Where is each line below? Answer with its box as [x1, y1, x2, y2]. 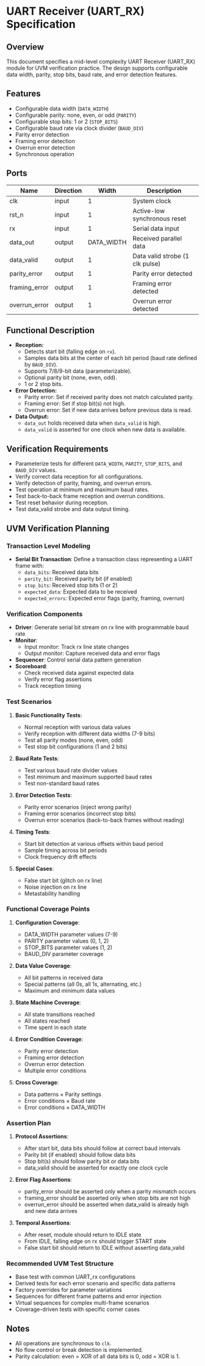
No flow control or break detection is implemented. [15, 1346, 143, 1354]
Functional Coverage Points [6, 905, 90, 913]
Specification [6, 17, 76, 31]
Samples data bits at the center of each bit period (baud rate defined [24, 354, 197, 362]
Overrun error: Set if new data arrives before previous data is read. [24, 406, 192, 414]
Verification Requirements [6, 444, 109, 454]
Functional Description [6, 326, 95, 336]
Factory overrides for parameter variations [15, 1286, 122, 1294]
